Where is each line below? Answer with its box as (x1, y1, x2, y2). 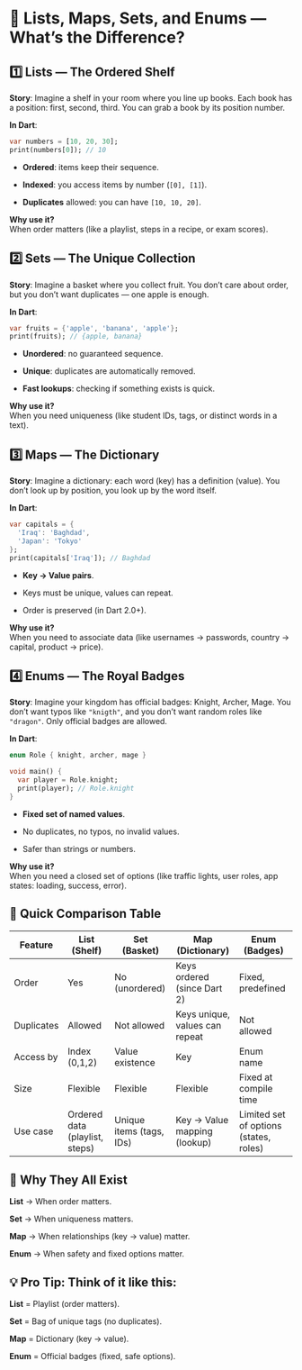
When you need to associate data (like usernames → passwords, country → (9, 631, 290, 642)
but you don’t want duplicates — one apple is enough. (9, 288, 209, 300)
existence (114, 1056, 155, 1068)
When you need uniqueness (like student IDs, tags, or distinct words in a (9, 410, 278, 422)
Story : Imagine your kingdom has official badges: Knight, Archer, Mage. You (9, 697, 292, 708)
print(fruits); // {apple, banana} (9, 332, 143, 341)
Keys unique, (175, 1008, 231, 1021)
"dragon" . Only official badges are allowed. (9, 716, 168, 727)
